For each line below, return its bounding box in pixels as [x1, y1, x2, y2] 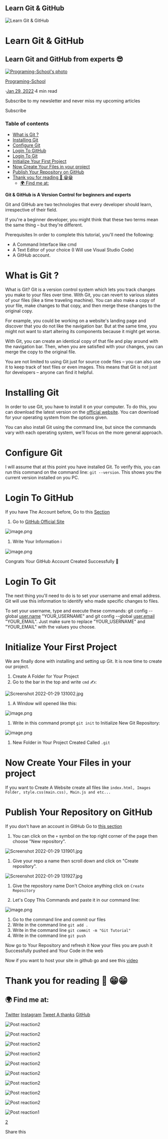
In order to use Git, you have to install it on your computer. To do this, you [5, 403, 157, 410]
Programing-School [5, 78, 46, 84]
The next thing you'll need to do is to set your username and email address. [5, 592, 161, 599]
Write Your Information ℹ [12, 538, 62, 544]
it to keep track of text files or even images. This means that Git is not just [5, 364, 157, 370]
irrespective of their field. [5, 207, 58, 213]
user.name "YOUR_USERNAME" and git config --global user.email [19, 613, 155, 619]
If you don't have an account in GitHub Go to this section [5, 823, 122, 829]
